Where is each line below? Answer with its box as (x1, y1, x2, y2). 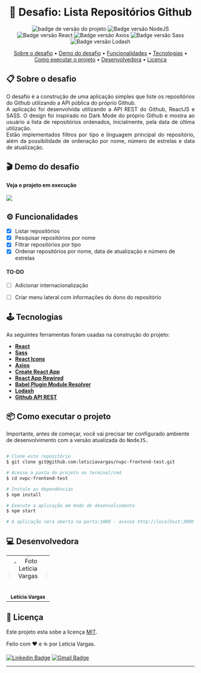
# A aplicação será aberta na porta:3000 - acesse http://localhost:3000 (6, 519, 194, 525)
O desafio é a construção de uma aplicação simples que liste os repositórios (6, 93, 195, 100)
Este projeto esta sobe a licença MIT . (6, 628, 98, 635)
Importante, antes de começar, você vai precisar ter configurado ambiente (6, 430, 190, 437)
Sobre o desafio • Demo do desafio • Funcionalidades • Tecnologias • (14, 49, 187, 56)
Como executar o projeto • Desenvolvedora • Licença (34, 56, 167, 63)
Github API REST (14, 393, 57, 400)
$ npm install (6, 492, 42, 498)
